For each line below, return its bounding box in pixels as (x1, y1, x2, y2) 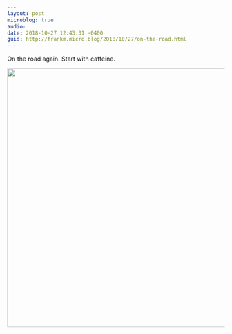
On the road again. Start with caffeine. (7, 55, 116, 63)
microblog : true (7, 17, 54, 23)
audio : (7, 23, 26, 30)
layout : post (7, 10, 45, 17)
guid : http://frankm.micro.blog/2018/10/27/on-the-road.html (7, 36, 187, 43)
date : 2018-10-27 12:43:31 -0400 (7, 29, 104, 37)
